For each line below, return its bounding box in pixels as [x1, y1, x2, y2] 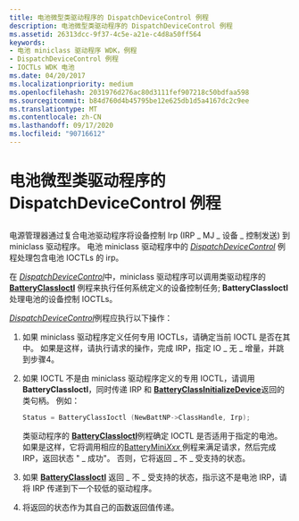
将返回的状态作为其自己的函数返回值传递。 [21, 502, 179, 513]
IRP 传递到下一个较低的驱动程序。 [32, 483, 157, 494]
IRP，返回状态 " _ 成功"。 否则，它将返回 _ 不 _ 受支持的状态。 [21, 453, 251, 464]
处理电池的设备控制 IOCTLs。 [9, 294, 118, 305]
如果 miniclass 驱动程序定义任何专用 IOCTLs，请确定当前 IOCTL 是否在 [21, 332, 283, 342]
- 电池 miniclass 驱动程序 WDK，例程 [9, 46, 137, 55]
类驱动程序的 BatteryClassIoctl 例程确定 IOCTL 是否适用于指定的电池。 [21, 431, 283, 441]
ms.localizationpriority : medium [9, 80, 134, 88]
